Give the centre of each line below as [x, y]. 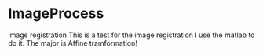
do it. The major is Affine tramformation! [73, 43]
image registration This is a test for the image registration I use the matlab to [131, 35]
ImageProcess [56, 14]
